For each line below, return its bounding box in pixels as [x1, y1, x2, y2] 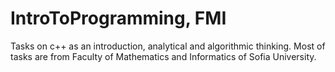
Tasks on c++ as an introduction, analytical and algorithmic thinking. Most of [10, 40, 326, 52]
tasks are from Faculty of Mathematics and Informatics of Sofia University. [10, 50, 317, 62]
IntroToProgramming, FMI [10, 7, 227, 30]
